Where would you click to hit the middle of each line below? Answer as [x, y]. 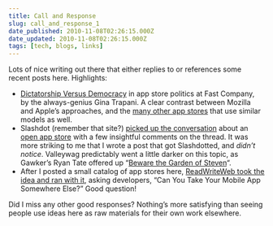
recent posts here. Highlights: [58, 78]
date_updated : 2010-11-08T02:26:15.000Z [78, 39]
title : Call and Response [52, 16]
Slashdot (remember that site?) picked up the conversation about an [134, 128]
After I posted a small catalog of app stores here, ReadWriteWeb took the [142, 172]
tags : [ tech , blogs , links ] [56, 46]
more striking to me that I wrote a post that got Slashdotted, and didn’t [138, 146]
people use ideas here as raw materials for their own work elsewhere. [125, 213]
